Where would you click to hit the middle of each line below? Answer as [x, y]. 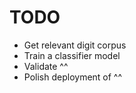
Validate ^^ [46, 66]
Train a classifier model [72, 55]
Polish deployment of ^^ [73, 77]
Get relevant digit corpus [75, 45]
